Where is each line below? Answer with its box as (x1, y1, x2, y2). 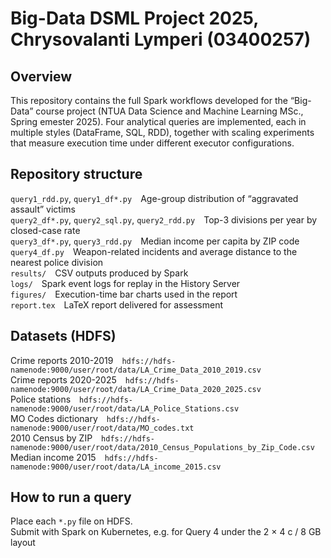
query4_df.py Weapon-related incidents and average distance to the (10, 245, 298, 257)
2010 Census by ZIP (10, 432, 93, 444)
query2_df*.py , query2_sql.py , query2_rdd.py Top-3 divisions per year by (10, 213, 318, 226)
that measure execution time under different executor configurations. (10, 137, 295, 149)
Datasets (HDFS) (10, 328, 117, 345)
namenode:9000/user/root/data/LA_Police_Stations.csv (10, 403, 240, 414)
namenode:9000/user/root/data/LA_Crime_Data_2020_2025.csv (10, 384, 262, 394)
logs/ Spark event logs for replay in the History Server (10, 277, 241, 289)
